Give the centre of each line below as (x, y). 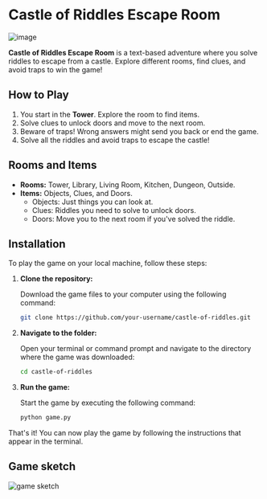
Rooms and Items (53, 165)
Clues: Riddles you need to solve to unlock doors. (114, 210)
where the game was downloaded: (77, 357)
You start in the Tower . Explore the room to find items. (110, 114)
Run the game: (45, 387)
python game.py (45, 418)
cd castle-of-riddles (56, 372)
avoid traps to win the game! (55, 69)
